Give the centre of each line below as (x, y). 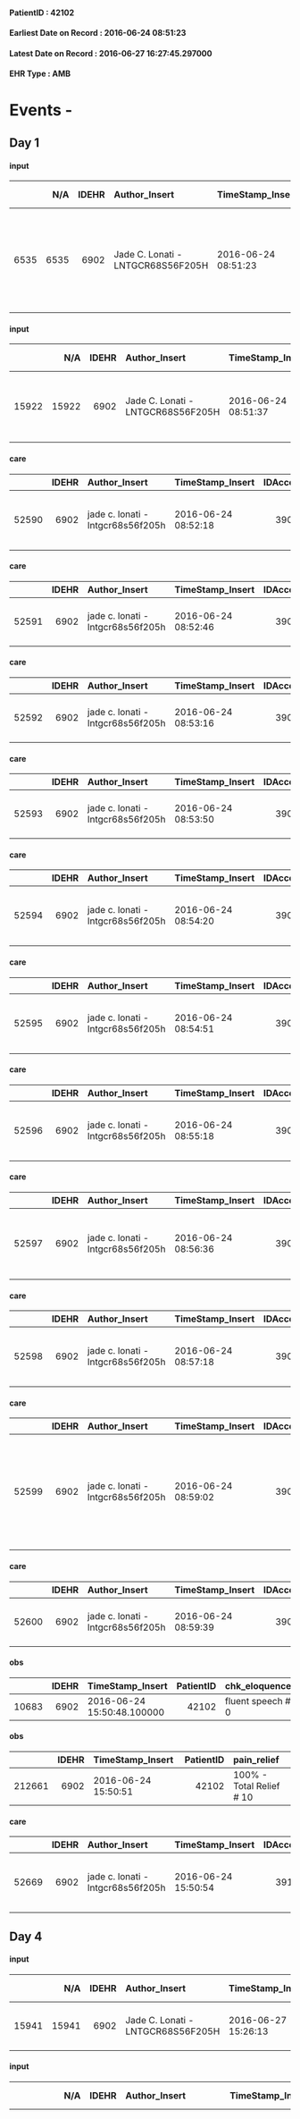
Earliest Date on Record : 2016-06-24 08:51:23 (98, 33)
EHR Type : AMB (40, 74)
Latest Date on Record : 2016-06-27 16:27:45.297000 (111, 53)
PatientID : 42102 (42, 13)
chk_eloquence (258, 1685)
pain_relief (256, 1760)
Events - (41, 110)
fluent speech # (258, 1701)
